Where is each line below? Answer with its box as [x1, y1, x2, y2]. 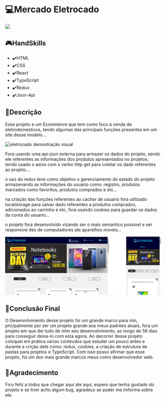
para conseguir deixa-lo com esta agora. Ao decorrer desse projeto [5, 333, 143, 339]
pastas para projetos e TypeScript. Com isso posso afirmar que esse [5, 349, 145, 355]
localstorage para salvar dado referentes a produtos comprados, [5, 201, 137, 207]
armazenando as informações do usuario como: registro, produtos [5, 181, 140, 187]
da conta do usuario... [5, 212, 50, 218]
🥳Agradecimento [5, 368, 58, 377]
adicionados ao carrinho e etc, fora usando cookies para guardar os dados [5, 207, 157, 213]
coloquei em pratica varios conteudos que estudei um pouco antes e [5, 338, 145, 344]
